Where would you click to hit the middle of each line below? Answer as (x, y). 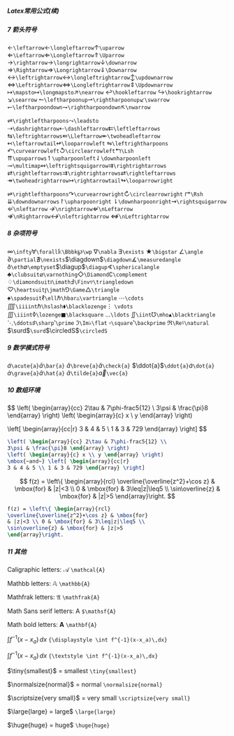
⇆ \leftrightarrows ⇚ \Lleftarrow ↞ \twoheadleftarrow (84, 136)
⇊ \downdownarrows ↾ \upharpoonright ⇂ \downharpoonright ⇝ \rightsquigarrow (117, 201)
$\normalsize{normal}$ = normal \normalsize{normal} (85, 684)
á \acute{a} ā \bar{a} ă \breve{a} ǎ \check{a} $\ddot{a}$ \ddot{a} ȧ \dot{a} (111, 366)
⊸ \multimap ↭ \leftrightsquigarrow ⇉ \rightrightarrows (87, 166)
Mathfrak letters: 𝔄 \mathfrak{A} (53, 597)
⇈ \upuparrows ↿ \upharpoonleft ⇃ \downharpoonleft (79, 158)
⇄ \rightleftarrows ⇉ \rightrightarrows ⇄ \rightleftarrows (92, 173)
